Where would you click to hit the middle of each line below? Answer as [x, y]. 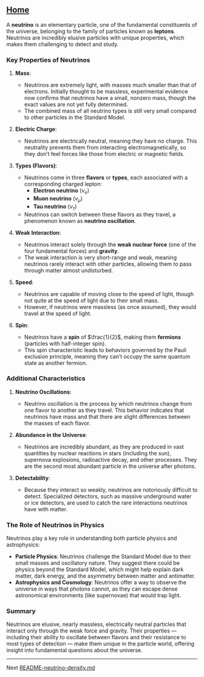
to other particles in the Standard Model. [75, 118]
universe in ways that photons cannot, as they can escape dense [96, 589]
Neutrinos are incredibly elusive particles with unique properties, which [95, 37]
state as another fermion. [56, 363]
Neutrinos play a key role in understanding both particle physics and [92, 538]
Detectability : [32, 478]
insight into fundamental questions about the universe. [74, 650]
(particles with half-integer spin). [65, 343]
